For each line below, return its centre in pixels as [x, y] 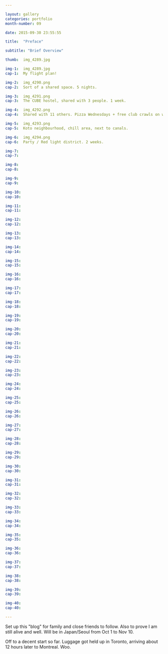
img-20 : [13, 329]
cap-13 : [13, 238]
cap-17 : [13, 293]
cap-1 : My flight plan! [31, 73]
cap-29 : [13, 457]
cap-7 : [12, 156]
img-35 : [13, 535]
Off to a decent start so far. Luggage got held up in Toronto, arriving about [82, 641]
